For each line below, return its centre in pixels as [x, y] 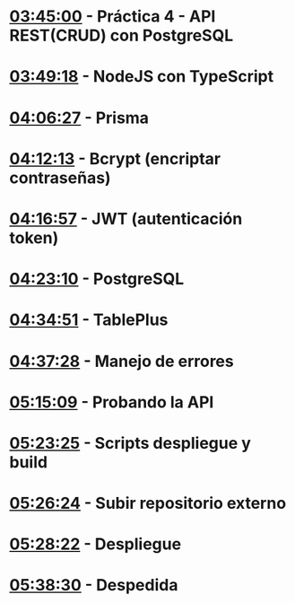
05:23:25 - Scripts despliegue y [130, 443]
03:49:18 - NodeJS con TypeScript [142, 77]
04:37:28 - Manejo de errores [122, 361]
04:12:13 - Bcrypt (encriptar [115, 158]
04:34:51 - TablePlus [89, 320]
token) [34, 237]
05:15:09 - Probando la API [112, 402]
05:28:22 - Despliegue [95, 544]
